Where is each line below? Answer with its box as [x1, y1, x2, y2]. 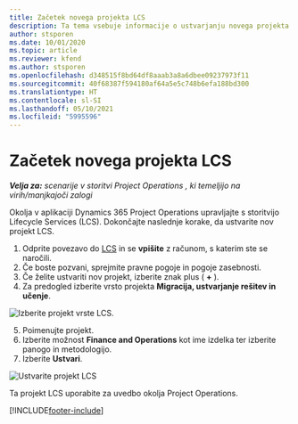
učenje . [21, 290, 51, 301]
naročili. [21, 253, 52, 264]
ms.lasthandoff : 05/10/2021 [9, 104, 114, 113]
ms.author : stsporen [9, 63, 87, 72]
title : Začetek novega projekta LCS [9, 12, 145, 22]
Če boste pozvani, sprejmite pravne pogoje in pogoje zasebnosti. [21, 262, 261, 273]
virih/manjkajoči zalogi [9, 190, 93, 200]
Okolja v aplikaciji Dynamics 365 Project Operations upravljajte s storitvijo [9, 207, 279, 218]
